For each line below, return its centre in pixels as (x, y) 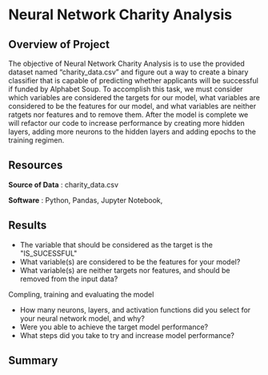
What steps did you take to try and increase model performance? (127, 335)
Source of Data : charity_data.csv (63, 184)
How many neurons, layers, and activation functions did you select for (135, 309)
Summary (33, 361)
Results (28, 226)
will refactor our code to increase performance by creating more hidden (127, 123)
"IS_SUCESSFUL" (48, 253)
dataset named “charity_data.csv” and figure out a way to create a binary (128, 72)
